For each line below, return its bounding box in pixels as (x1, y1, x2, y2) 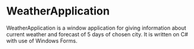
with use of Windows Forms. (6, 37, 78, 44)
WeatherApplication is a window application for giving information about (6, 24, 187, 31)
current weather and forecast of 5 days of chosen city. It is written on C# (6, 30, 189, 38)
